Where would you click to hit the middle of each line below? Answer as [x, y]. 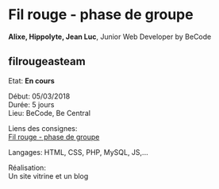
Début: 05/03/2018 [39, 96]
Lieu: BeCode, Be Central [50, 113]
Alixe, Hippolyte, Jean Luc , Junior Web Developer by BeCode [110, 37]
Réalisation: [27, 168]
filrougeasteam [47, 62]
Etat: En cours [32, 80]
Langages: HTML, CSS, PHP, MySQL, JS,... [78, 152]
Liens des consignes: [43, 128]
